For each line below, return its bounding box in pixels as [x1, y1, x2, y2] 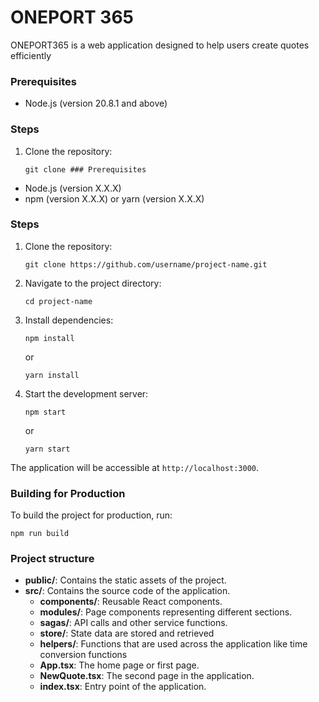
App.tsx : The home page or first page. [39, 659, 200, 671]
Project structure [10, 552, 95, 566]
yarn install [24, 370, 80, 380]
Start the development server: [24, 387, 149, 400]
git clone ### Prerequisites [24, 164, 147, 175]
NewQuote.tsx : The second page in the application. [39, 670, 255, 682]
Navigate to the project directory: [24, 277, 162, 289]
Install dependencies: [24, 314, 114, 326]
